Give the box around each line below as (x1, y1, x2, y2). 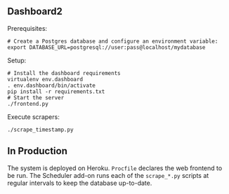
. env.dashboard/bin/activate (7, 82, 96, 89)
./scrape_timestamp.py (7, 126, 74, 133)
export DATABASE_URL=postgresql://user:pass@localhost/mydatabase (7, 43, 206, 51)
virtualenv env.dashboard (7, 76, 83, 83)
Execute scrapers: (7, 112, 60, 121)
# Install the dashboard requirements (7, 69, 121, 76)
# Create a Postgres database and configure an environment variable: (7, 38, 218, 45)
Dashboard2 (7, 6, 63, 18)
